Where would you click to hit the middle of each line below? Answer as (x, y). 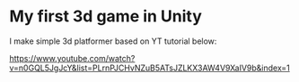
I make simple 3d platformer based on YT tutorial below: (113, 41)
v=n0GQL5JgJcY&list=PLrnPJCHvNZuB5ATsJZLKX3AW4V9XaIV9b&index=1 (149, 68)
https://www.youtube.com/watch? (72, 58)
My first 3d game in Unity (106, 16)
